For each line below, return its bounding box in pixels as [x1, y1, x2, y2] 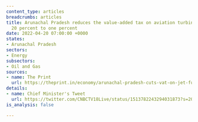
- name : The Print [6, 74, 51, 80]
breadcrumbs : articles [6, 14, 62, 20]
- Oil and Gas [6, 63, 41, 70]
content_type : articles [6, 8, 65, 15]
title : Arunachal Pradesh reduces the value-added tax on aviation [6, 19, 176, 25]
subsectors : [6, 58, 35, 64]
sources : [6, 69, 28, 75]
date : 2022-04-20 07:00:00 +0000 [6, 31, 88, 37]
